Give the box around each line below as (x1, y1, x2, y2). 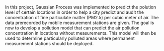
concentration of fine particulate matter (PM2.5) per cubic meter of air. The (5, 15, 159, 20)
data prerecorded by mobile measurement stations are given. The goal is (5, 20, 154, 25)
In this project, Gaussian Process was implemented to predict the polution (5, 4, 157, 10)
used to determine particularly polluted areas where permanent (5, 35, 135, 41)
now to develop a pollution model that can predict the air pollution (5, 25, 140, 31)
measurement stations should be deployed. (5, 41, 94, 46)
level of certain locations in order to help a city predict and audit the (5, 9, 144, 15)
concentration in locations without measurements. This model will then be (5, 30, 157, 36)
